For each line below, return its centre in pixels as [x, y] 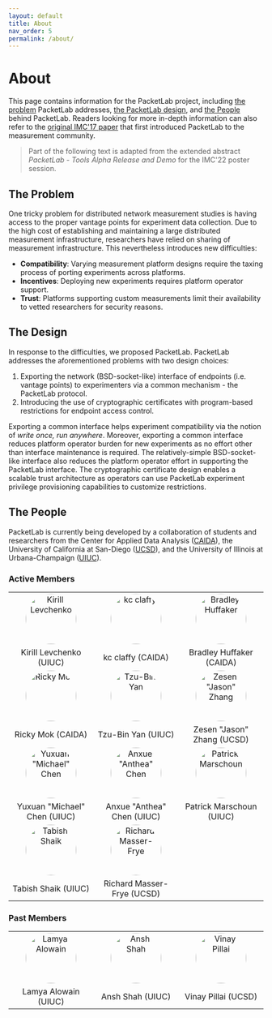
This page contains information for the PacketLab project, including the [127, 101]
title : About [30, 24]
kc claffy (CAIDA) [136, 657]
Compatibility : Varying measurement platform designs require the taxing [141, 264]
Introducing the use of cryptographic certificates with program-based [136, 402]
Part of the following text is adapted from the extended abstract [134, 152]
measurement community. [52, 135]
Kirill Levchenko [51, 652]
